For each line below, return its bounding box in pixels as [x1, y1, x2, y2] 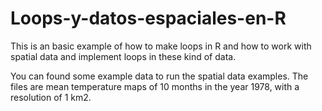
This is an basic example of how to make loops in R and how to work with [10, 40, 312, 52]
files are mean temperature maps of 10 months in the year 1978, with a [10, 80, 300, 92]
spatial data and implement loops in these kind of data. [10, 50, 237, 62]
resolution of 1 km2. [10, 91, 92, 103]
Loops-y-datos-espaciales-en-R [10, 7, 287, 30]
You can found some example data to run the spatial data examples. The [10, 70, 309, 82]
